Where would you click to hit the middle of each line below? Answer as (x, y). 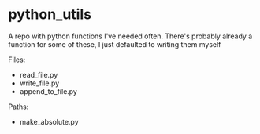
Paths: (19, 107)
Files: (17, 60)
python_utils (50, 14)
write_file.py (39, 83)
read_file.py (39, 74)
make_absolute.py (49, 121)
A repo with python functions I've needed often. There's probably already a (130, 36)
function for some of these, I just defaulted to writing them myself (115, 44)
